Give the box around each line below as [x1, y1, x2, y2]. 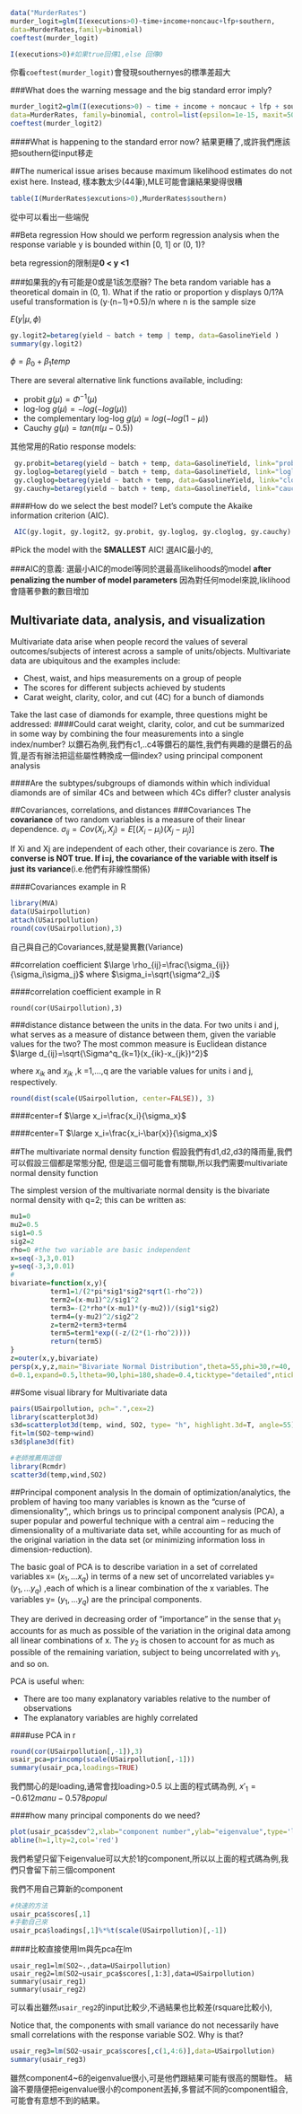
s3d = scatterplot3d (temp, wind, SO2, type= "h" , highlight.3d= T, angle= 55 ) [10, 1421, 296, 1430]
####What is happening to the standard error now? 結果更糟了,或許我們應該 [10, 136, 290, 147]
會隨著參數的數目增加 [10, 586, 89, 597]
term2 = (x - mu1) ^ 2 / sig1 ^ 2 [49, 1295, 140, 1304]
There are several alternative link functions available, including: [10, 375, 244, 386]
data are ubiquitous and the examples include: [10, 655, 181, 666]
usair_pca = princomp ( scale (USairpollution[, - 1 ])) [10, 1755, 195, 1764]
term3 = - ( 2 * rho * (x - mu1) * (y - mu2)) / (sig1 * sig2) [49, 1303, 220, 1312]
